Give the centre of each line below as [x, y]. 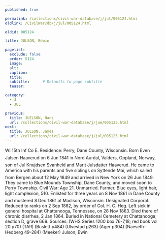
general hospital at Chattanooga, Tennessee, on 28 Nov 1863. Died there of [82, 211]
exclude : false [25, 55]
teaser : [17, 87]
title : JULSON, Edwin [27, 41]
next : [11, 127]
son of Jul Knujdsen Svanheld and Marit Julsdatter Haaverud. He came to [80, 165]
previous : [15, 113]
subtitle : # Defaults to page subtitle [56, 82]
